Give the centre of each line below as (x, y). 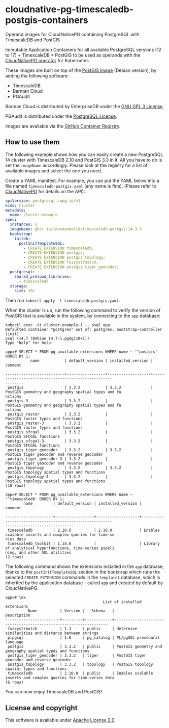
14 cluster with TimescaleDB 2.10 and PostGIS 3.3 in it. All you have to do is (84, 160)
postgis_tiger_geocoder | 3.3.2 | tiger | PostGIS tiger (77, 656)
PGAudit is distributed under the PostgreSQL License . (61, 116)
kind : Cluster (20, 205)
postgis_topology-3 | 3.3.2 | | (80, 477)
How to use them (32, 142)
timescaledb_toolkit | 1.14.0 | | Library (83, 544)
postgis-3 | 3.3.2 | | (80, 401)
